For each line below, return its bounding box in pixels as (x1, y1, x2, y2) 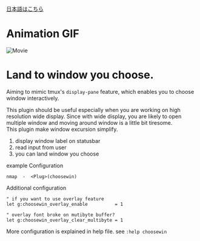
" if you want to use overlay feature (6, 196, 104, 202)
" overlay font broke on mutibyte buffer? (6, 211, 115, 218)
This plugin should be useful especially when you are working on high (6, 106, 181, 113)
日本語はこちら (6, 5, 44, 12)
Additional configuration (6, 184, 67, 191)
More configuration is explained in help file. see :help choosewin (6, 228, 167, 235)
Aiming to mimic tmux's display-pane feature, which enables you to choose (6, 88, 195, 95)
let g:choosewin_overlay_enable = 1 (6, 201, 123, 207)
